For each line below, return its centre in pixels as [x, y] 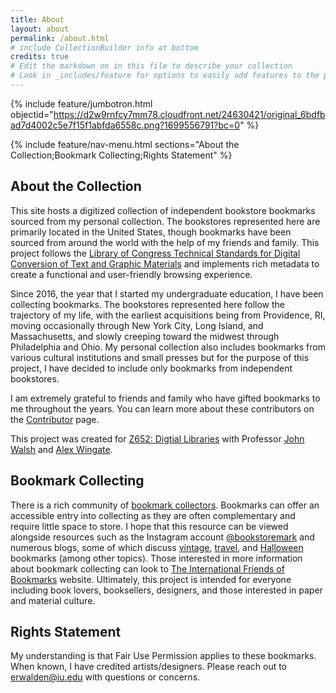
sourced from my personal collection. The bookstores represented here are [165, 221]
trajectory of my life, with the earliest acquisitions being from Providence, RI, [168, 315]
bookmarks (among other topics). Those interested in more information [156, 558]
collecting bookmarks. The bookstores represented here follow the [148, 304]
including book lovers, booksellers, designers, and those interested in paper [166, 590]
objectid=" [32, 114]
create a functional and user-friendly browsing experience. [131, 274]
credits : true [40, 57]
